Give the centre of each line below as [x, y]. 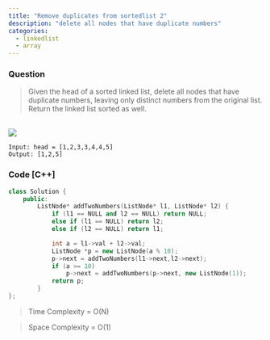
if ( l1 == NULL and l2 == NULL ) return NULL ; [129, 214]
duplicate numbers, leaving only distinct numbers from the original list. [145, 100]
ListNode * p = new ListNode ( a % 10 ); [115, 251]
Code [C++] [32, 174]
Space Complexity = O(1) [69, 327]
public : [35, 199]
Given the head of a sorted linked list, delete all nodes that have [134, 92]
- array [29, 46]
